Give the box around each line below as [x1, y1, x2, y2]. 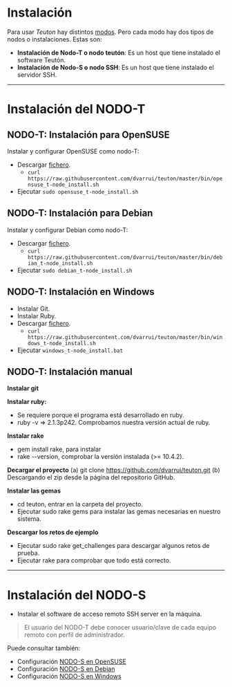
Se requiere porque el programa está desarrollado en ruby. [17, 411, 184, 419]
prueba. [17, 549, 40, 558]
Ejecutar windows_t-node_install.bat [17, 346, 123, 354]
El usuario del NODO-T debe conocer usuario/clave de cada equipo [23, 623, 217, 632]
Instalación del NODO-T [7, 102, 146, 117]
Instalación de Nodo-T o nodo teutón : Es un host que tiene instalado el [17, 48, 221, 57]
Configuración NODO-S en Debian [17, 665, 115, 673]
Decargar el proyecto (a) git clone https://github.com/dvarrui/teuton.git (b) [7, 466, 221, 475]
